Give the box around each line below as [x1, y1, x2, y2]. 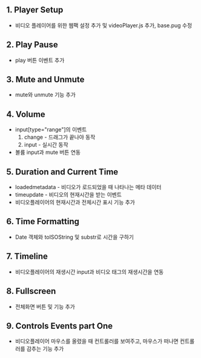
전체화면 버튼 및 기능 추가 [15, 303, 76, 310]
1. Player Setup [6, 5, 64, 15]
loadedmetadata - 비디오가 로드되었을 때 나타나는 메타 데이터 [15, 184, 162, 191]
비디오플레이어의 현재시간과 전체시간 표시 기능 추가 [15, 199, 135, 206]
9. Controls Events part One [6, 320, 113, 331]
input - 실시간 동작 [24, 141, 68, 148]
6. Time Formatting [6, 216, 80, 227]
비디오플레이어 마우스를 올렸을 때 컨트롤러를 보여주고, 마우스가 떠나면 [15, 337, 179, 345]
